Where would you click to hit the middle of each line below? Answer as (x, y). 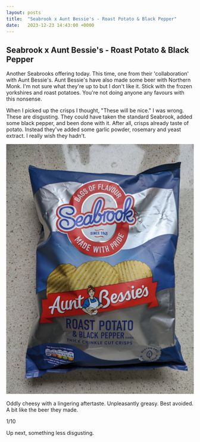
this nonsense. (24, 99)
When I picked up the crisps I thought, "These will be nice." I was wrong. (95, 111)
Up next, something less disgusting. (50, 433)
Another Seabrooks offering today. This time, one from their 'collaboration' (98, 74)
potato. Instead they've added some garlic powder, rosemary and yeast (94, 130)
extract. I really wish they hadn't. (46, 136)
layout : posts (24, 13)
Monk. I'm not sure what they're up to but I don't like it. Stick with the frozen (99, 86)
